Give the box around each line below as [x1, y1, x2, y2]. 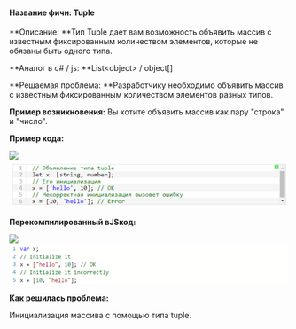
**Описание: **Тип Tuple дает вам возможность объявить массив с [9, 27, 272, 37]
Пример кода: [9, 133, 65, 144]
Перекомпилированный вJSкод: [9, 217, 136, 228]
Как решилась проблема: [9, 293, 109, 303]
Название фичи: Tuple [9, 7, 95, 18]
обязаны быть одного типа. [9, 45, 113, 57]
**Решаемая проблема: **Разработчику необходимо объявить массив [9, 80, 284, 90]
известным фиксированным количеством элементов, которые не [9, 36, 259, 47]
